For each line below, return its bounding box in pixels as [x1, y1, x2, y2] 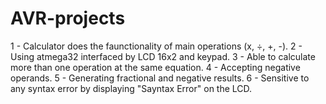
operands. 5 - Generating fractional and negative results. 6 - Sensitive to [10, 72, 310, 84]
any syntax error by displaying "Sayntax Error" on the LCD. [10, 82, 253, 94]
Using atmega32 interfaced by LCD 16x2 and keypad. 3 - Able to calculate [10, 50, 316, 62]
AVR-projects [10, 7, 126, 30]
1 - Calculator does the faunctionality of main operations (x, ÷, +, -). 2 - [10, 40, 303, 52]
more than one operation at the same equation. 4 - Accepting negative [10, 61, 301, 73]
